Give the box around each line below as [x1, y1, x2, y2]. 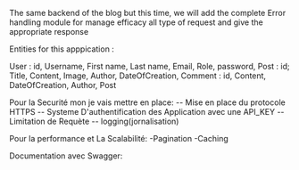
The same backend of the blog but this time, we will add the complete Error [9, 8, 287, 18]
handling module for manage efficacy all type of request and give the [9, 17, 263, 28]
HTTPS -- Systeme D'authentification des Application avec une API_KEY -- [9, 107, 285, 117]
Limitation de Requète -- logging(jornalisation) [9, 116, 179, 126]
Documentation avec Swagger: [9, 150, 123, 161]
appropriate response [9, 27, 89, 36]
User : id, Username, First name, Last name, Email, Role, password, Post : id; [9, 61, 290, 71]
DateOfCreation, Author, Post [9, 80, 117, 90]
